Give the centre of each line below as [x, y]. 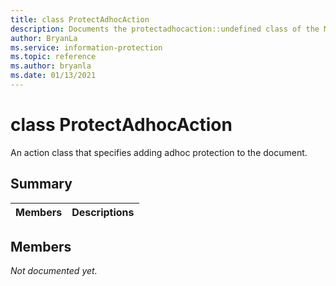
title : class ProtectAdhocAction [80, 19]
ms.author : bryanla [51, 66]
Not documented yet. [54, 271]
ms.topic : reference [53, 57]
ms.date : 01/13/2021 [53, 76]
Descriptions [103, 212]
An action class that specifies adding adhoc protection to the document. [159, 152]
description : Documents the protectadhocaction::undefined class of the [165, 29]
